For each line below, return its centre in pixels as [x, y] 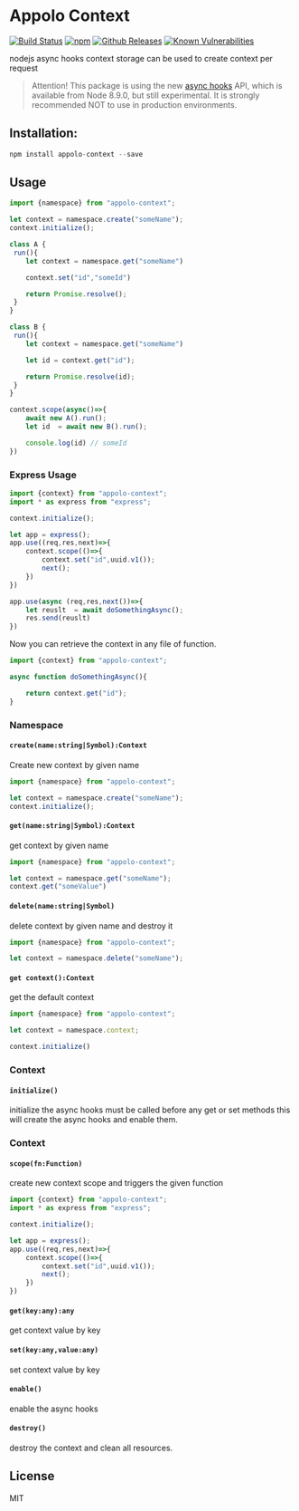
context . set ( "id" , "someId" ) [78, 277]
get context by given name [59, 845]
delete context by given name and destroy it [91, 926]
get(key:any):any [42, 1311]
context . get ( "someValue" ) [58, 887]
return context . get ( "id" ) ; [76, 693]
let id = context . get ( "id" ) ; [80, 360]
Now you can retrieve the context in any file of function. [113, 644]
